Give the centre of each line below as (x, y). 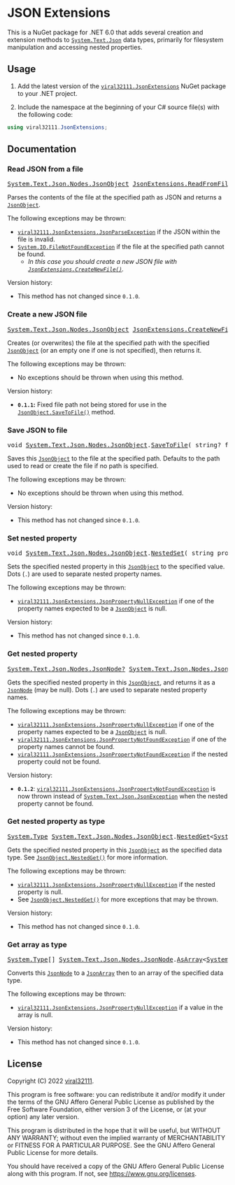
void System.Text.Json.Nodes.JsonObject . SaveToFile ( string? (114, 445)
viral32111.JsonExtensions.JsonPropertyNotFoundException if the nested (122, 754)
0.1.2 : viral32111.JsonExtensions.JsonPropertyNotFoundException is (116, 788)
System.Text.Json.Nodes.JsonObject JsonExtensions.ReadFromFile (120, 184)
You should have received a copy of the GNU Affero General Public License (116, 1166)
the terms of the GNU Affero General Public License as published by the (111, 1102)
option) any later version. (43, 1116)
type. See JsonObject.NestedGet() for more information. (88, 857)
